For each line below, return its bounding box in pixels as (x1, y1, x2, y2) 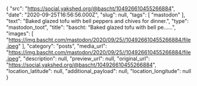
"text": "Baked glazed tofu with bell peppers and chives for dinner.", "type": (6, 18, 189, 24)
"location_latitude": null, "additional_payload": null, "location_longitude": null (6, 68, 192, 74)
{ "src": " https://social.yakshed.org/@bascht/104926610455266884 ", (6, 5, 175, 12)
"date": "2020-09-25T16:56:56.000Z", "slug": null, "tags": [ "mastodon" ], (6, 11, 186, 18)
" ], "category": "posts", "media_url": (18, 42, 107, 49)
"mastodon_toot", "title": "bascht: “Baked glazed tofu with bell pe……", (6, 24, 176, 31)
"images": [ (6, 30, 34, 37)
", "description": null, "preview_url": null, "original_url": (18, 55, 150, 62)
